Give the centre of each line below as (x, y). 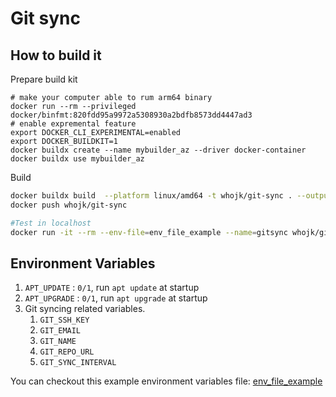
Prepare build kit (44, 79)
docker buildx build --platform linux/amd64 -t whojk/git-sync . (151, 196)
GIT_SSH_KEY (64, 320)
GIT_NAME (58, 342)
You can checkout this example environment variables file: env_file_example (166, 381)
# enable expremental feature (73, 124)
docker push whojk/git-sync (69, 205)
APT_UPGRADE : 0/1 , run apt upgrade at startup (116, 298)
